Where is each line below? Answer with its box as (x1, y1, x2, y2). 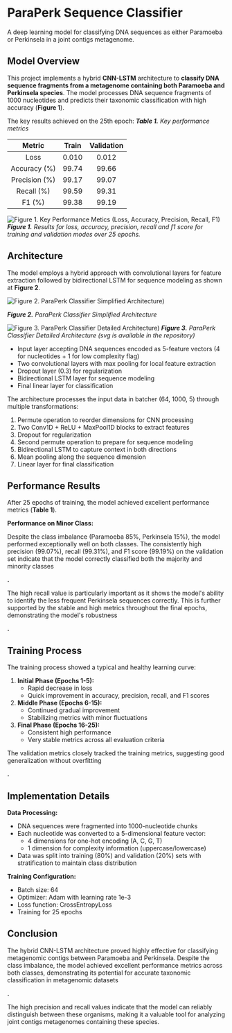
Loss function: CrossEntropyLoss (17, 900, 112, 909)
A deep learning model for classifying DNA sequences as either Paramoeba (7, 28, 223, 36)
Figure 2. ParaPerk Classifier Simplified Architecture (7, 310, 157, 319)
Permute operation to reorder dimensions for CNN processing (17, 415, 194, 424)
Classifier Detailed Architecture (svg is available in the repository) (7, 331, 195, 339)
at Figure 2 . (7, 283, 40, 292)
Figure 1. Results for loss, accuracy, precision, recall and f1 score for (7, 222, 204, 230)
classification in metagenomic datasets (7, 975, 119, 984)
